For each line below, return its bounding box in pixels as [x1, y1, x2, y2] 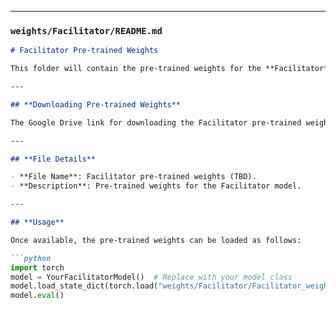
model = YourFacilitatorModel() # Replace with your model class [10, 272, 293, 282]
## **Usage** [10, 217, 65, 228]
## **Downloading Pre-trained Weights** [10, 99, 182, 110]
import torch [10, 262, 65, 273]
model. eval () [10, 291, 65, 301]
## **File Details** [10, 154, 97, 164]
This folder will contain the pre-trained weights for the [10, 64, 262, 74]
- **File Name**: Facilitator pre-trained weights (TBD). [10, 172, 257, 182]
